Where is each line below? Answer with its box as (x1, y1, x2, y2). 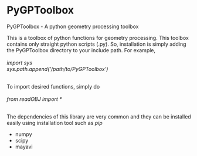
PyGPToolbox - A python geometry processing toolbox (6, 23, 139, 30)
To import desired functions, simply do (6, 83, 100, 90)
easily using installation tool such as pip (6, 119, 103, 126)
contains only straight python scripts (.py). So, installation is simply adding (6, 40, 186, 48)
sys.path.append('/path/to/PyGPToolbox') (6, 65, 108, 72)
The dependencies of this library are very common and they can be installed (6, 113, 191, 120)
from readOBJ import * (6, 95, 62, 103)
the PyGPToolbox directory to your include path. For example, (6, 46, 156, 53)
